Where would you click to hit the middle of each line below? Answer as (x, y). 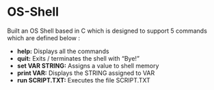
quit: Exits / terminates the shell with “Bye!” (78, 58)
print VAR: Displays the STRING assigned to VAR (86, 73)
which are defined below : (44, 37)
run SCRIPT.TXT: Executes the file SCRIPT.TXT (83, 80)
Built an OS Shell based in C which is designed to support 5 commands (107, 31)
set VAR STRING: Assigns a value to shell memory (88, 65)
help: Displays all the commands (63, 51)
